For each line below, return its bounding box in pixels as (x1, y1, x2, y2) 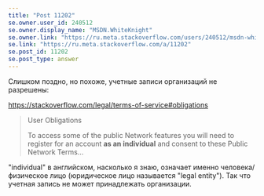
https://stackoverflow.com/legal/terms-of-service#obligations (8, 100, 208, 110)
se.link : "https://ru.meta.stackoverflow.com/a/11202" (8, 41, 192, 49)
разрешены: (8, 85, 49, 94)
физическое (8, 170, 49, 180)
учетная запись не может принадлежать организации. (8, 179, 192, 188)
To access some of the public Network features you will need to (27, 130, 234, 140)
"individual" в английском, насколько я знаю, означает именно (8, 162, 219, 172)
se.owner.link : (8, 33, 58, 42)
